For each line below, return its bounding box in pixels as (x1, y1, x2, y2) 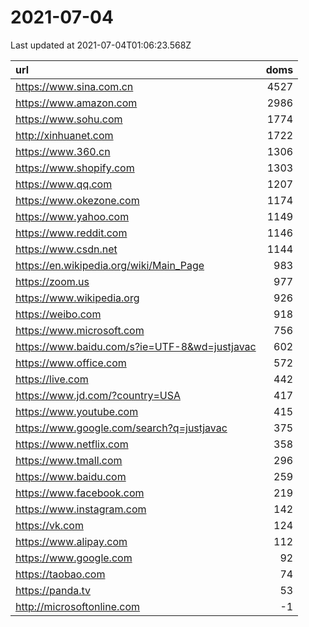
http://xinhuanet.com (15, 128, 114, 142)
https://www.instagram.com (15, 502, 147, 516)
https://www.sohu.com (15, 112, 123, 126)
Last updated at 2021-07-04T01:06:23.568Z (10, 39, 192, 51)
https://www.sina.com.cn (15, 79, 134, 93)
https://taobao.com (15, 567, 106, 581)
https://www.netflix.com (15, 437, 129, 451)
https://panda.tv (15, 583, 92, 597)
